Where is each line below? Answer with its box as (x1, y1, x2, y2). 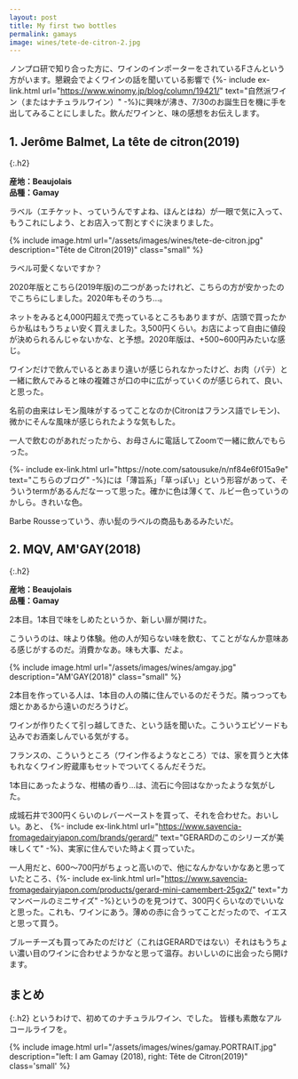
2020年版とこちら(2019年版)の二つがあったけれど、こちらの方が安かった (9, 282, 277, 293)
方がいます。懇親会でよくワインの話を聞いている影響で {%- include (9, 75, 256, 85)
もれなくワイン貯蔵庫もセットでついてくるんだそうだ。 (9, 761, 211, 771)
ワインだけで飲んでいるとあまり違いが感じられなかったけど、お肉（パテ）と (9, 364, 288, 374)
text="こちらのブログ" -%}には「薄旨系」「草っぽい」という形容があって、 (9, 475, 281, 486)
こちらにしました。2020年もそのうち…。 (16, 293, 168, 303)
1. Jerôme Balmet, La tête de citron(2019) (9, 134, 240, 149)
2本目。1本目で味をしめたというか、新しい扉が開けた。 (9, 614, 211, 624)
